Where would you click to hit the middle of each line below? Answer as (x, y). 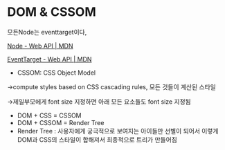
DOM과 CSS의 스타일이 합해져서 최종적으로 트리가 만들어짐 (97, 140)
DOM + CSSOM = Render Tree (61, 122)
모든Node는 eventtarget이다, (47, 32)
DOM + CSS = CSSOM (49, 115)
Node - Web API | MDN (40, 46)
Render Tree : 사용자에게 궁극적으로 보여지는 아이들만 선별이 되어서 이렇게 (118, 131)
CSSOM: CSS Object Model (56, 73)
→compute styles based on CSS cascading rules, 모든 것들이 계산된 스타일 (111, 86)
